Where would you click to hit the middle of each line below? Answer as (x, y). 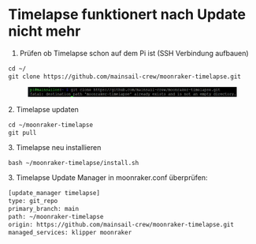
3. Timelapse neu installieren (55, 147)
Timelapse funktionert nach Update (127, 15)
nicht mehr (45, 31)
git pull (22, 133)
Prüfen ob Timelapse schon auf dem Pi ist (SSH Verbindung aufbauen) (134, 53)
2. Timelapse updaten (43, 109)
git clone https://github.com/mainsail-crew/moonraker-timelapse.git (125, 77)
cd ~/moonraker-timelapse (50, 125)
